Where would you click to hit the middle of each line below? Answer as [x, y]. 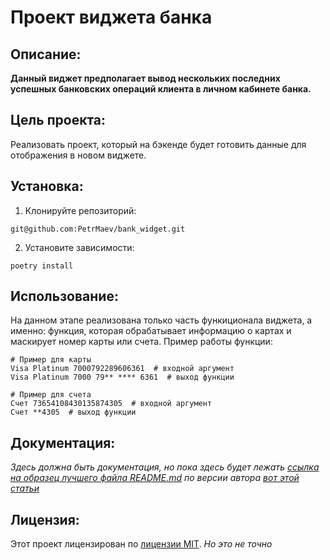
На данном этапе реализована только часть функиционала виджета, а [161, 320]
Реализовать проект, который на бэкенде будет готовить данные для [158, 144]
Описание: [46, 54]
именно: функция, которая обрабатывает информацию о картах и [151, 331]
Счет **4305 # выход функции [73, 412]
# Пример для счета [51, 395]
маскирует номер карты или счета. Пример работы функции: [141, 342]
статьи [25, 488]
